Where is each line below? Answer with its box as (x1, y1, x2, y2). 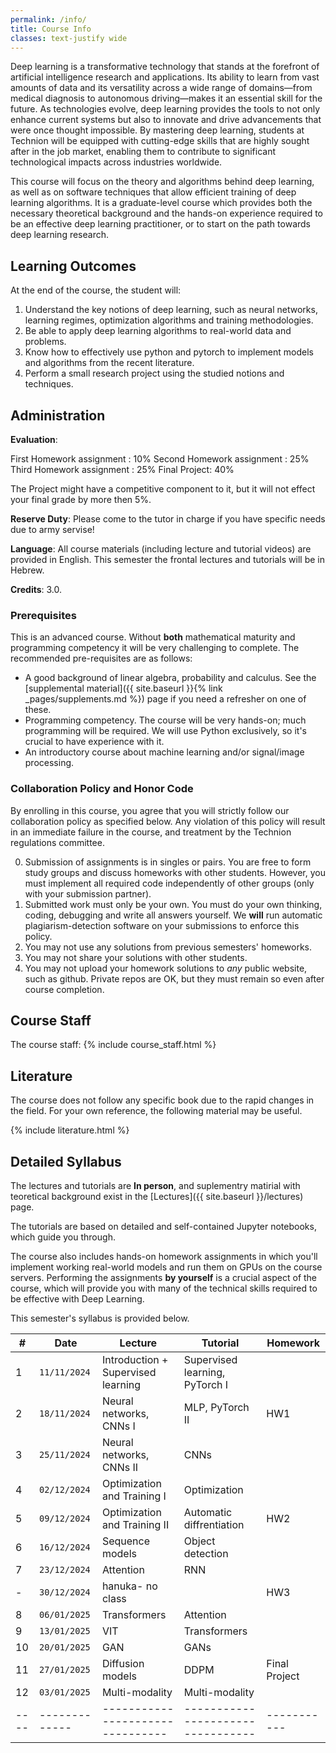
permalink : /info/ (10, 14, 87, 25)
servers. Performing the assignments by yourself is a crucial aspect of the (10, 1272, 318, 1284)
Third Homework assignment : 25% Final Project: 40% (10, 464, 235, 475)
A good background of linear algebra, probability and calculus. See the (24, 672, 317, 684)
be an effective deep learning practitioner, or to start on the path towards (10, 218, 311, 230)
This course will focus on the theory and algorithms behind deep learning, (10, 176, 315, 188)
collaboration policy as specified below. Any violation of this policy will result (10, 815, 326, 827)
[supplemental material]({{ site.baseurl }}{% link (24, 682, 223, 695)
